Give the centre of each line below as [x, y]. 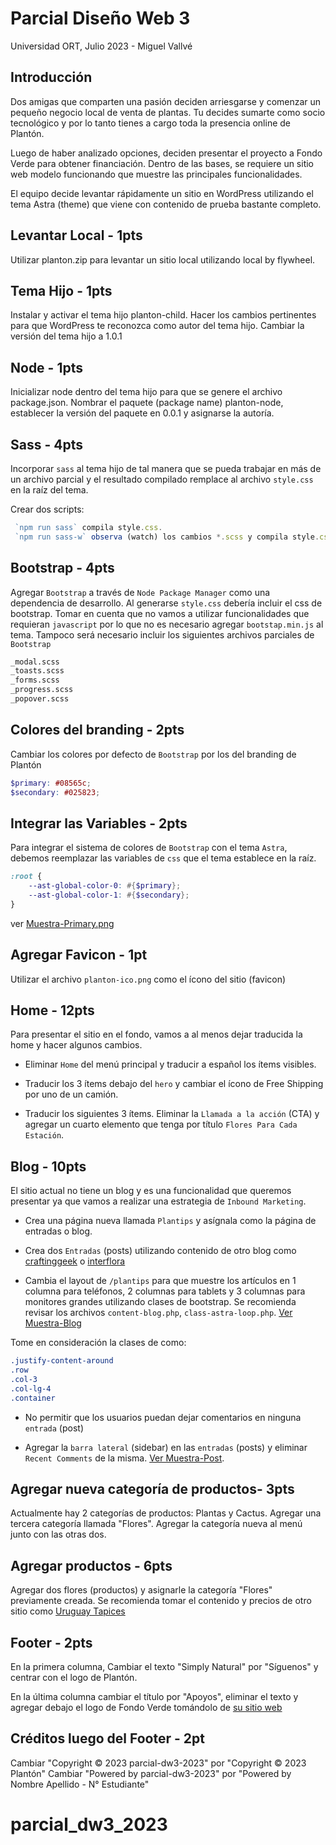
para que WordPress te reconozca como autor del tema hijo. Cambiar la [157, 326]
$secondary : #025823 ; [55, 792]
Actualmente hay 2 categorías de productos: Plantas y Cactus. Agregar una [166, 1513]
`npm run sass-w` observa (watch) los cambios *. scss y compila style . [167, 537]
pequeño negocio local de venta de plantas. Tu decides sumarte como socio [168, 112]
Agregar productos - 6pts [91, 1565]
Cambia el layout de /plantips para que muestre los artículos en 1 [160, 1281]
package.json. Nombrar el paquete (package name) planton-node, [147, 403]
